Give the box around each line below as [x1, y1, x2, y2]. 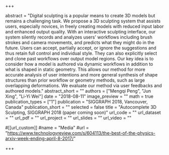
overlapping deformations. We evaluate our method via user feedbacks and [5, 83, 162, 89]
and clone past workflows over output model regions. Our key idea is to [5, 56, 154, 61]
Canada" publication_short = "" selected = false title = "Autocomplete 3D [5, 104, 157, 110]
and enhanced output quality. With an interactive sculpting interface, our [5, 29, 156, 34]
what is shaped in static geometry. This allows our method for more [5, 66, 145, 72]
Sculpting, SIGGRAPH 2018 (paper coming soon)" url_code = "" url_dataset [5, 109, 161, 115]
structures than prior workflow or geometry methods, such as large [5, 77, 145, 83]
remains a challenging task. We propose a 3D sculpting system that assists [5, 18, 161, 24]
